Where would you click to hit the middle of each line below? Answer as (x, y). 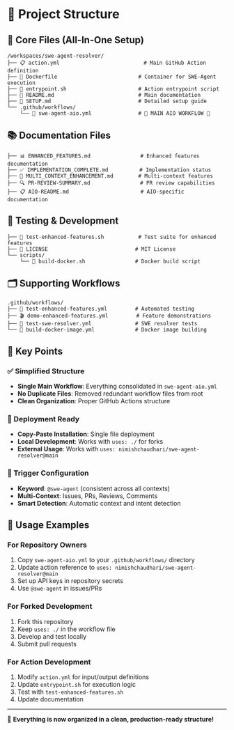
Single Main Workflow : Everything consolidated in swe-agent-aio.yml (117, 387)
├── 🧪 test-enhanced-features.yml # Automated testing (101, 309)
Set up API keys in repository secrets (70, 581)
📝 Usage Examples (48, 525)
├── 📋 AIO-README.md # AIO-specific (96, 192)
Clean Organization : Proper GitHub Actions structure (94, 401)
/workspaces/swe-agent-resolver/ (56, 56)
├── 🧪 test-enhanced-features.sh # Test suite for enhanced (112, 237)
